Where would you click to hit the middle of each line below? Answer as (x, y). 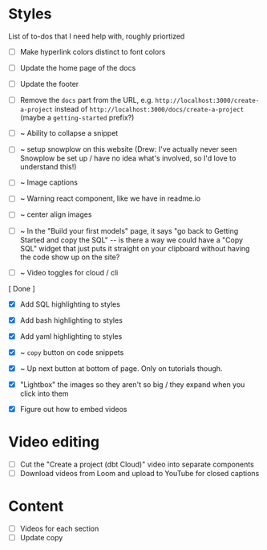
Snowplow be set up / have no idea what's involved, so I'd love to (128, 158)
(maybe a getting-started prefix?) (77, 118)
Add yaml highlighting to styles (71, 336)
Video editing (54, 442)
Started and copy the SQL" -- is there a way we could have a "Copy (131, 240)
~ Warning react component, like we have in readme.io (110, 198)
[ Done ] (22, 288)
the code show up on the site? (70, 257)
